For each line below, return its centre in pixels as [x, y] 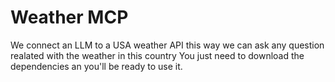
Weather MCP [69, 17]
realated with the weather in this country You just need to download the [157, 55]
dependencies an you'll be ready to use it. [96, 66]
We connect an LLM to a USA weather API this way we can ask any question [167, 45]
